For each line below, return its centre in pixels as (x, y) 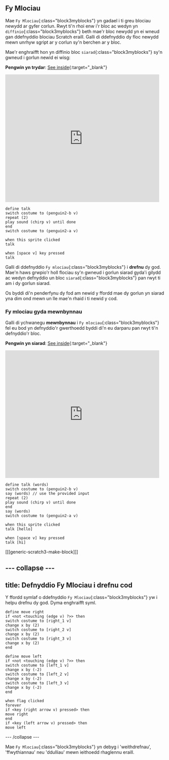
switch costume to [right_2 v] (38, 630)
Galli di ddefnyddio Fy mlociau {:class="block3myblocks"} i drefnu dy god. (83, 267)
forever (13, 706)
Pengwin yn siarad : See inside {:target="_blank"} (56, 343)
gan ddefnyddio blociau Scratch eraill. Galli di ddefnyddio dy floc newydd (82, 37)
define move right (25, 612)
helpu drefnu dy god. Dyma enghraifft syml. (51, 603)
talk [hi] (16, 543)
